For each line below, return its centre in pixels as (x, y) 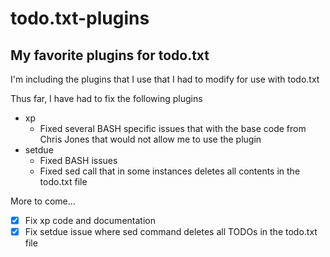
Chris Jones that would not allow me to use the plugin (150, 139)
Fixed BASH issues (78, 160)
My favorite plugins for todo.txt (110, 55)
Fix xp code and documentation (90, 220)
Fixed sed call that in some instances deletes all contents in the (170, 171)
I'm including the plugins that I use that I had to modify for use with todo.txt (165, 79)
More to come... (43, 201)
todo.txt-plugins (80, 18)
